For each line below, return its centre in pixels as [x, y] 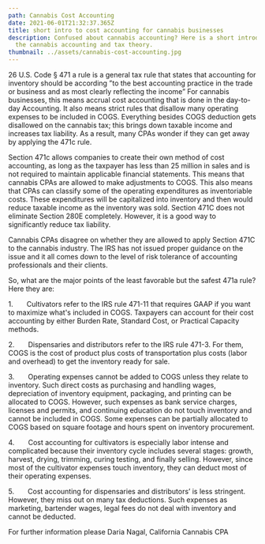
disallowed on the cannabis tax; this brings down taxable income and [120, 125]
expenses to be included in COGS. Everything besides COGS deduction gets [132, 117]
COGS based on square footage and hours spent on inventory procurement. [131, 427]
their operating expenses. [50, 476]
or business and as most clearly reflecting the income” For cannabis [119, 91]
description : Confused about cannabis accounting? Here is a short [121, 38]
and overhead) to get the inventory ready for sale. [89, 361]
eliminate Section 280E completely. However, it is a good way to [112, 216]
